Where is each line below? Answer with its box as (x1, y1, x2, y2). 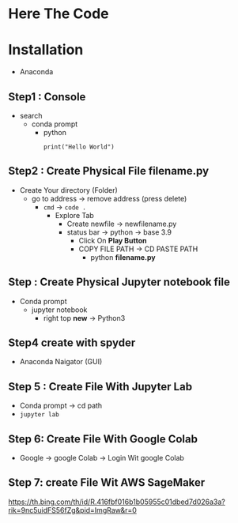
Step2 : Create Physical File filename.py (8, 164, 210, 178)
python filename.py (90, 252, 156, 261)
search (19, 111, 43, 120)
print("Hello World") (43, 143, 115, 151)
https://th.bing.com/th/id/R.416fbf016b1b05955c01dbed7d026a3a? (8, 497, 225, 506)
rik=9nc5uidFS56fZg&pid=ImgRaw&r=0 (8, 505, 137, 514)
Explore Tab (55, 210, 95, 220)
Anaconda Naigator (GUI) (19, 357, 103, 367)
